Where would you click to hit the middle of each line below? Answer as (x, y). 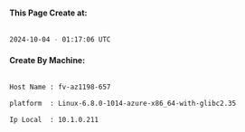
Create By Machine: (47, 60)
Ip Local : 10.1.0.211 (54, 120)
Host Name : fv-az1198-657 (60, 87)
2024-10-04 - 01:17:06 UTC (60, 40)
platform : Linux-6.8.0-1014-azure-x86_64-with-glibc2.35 (123, 104)
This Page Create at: (48, 13)
